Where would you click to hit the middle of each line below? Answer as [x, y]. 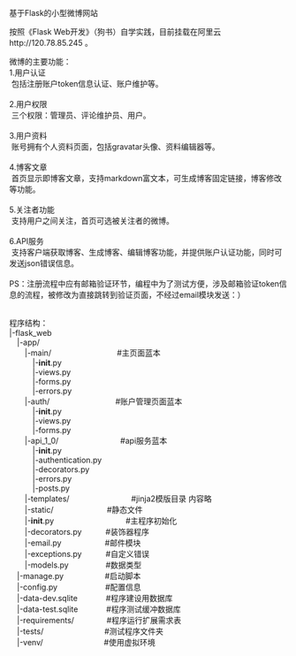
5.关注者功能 [32, 210]
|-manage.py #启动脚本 [79, 576]
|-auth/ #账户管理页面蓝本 [104, 401]
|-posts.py [51, 488]
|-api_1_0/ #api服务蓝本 [96, 441]
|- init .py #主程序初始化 [101, 521]
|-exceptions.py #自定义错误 [87, 554]
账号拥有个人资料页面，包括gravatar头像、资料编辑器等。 [115, 147]
